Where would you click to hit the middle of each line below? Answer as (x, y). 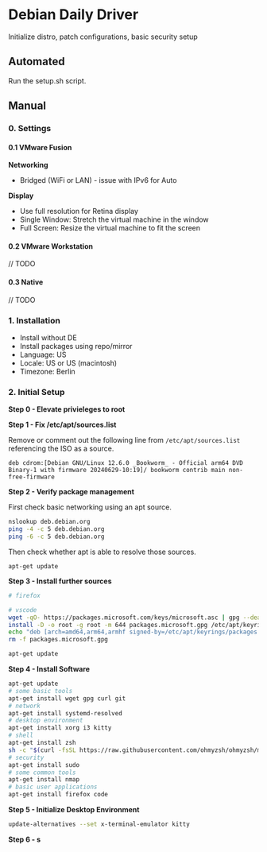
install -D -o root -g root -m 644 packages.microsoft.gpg (108, 625)
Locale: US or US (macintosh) (68, 362)
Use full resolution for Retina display (79, 211)
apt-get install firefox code (58, 795)
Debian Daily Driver (74, 15)
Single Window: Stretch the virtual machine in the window (114, 219)
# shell (21, 736)
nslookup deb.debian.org (49, 522)
